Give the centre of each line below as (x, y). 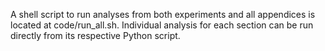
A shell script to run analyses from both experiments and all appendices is (163, 14)
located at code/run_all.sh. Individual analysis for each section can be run (162, 25)
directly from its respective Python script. (95, 35)
